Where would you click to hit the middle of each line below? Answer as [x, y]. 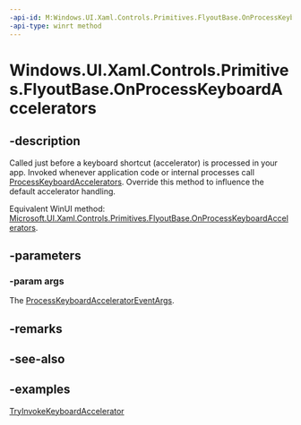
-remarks [36, 329]
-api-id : [26, 17]
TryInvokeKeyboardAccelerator [67, 411]
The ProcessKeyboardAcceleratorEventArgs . [92, 301]
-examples [40, 390]
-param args [37, 281]
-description [45, 141]
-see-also [37, 359]
